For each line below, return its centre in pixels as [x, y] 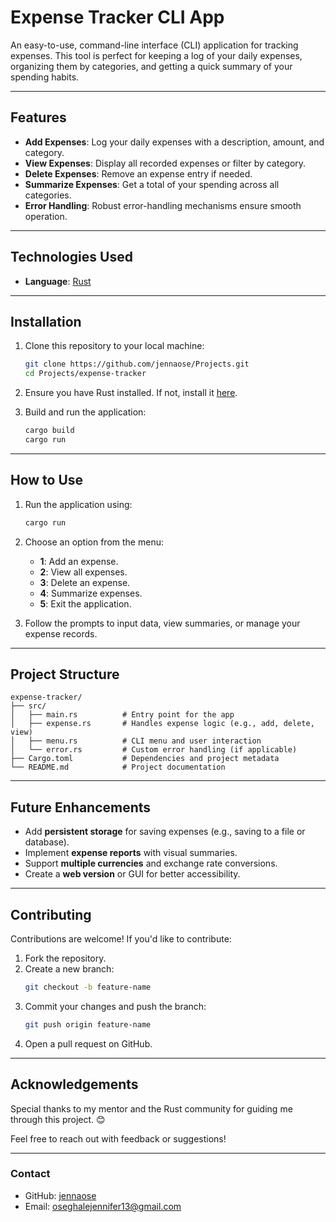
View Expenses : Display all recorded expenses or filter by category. [165, 163]
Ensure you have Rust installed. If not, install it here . [131, 393]
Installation [46, 321]
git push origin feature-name [88, 1024]
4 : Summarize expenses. [91, 593]
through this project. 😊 [58, 1119]
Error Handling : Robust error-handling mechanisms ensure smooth [163, 205]
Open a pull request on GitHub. [88, 1043]
